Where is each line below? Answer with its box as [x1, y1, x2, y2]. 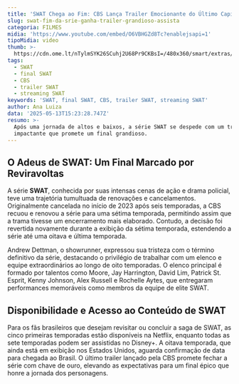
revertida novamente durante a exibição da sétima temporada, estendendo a [7, 224, 232, 233]
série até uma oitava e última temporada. [7, 232, 127, 241]
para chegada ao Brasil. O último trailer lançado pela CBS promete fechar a [7, 354, 228, 362]
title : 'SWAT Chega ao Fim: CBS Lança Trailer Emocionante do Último [7, 10, 218, 18]
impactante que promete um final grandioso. [14, 130, 148, 137]
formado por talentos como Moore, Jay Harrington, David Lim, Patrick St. [7, 268, 222, 277]
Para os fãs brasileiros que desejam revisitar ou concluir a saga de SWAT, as [7, 323, 232, 332]
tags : [7, 57, 23, 64]
